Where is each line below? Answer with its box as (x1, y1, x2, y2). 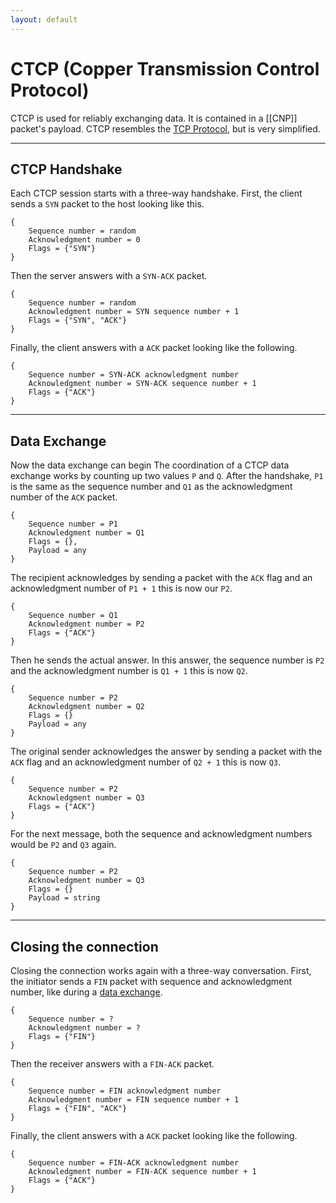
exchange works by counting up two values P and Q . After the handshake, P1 (10, 470, 324, 482)
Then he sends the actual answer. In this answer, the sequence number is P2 (10, 654, 325, 666)
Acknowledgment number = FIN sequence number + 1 (28, 1095, 240, 1105)
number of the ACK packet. (10, 491, 118, 503)
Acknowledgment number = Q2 (28, 702, 145, 712)
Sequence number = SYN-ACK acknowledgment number (28, 370, 240, 380)
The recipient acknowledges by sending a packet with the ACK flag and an (10, 572, 313, 584)
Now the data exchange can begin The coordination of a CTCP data (10, 459, 290, 471)
